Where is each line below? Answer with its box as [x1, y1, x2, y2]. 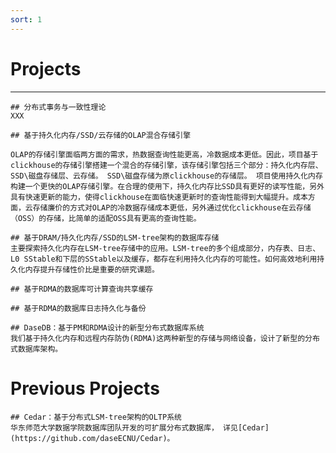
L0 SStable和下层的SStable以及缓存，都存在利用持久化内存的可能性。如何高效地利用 [10, 254, 318, 264]
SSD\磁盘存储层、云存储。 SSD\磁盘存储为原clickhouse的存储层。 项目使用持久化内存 [10, 171, 323, 181]
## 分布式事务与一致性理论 [10, 102, 107, 112]
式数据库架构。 [10, 344, 63, 354]
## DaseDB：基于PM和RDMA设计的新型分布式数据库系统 [10, 322, 205, 333]
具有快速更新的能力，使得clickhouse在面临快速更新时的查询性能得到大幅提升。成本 [10, 192, 308, 202]
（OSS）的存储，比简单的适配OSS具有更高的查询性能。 [10, 213, 202, 223]
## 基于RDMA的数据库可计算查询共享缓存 [10, 284, 154, 294]
